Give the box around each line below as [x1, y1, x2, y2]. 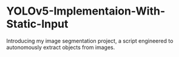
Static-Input [6, 17, 69, 31]
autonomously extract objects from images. [6, 44, 115, 51]
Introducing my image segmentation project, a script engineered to [6, 37, 174, 44]
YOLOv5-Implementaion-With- [6, 4, 166, 18]
